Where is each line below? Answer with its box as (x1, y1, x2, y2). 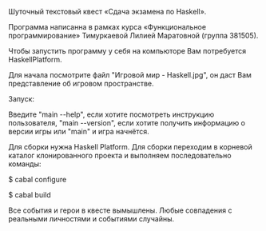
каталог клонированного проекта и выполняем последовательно (8, 151, 232, 160)
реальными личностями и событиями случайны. (8, 214, 174, 223)
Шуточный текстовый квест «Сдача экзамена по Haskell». (8, 7, 207, 16)
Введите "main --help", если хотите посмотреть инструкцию (8, 110, 214, 119)
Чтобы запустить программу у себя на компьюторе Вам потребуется (8, 46, 247, 55)
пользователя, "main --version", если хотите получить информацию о (8, 118, 246, 127)
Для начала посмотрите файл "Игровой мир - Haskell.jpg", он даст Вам (8, 70, 252, 79)
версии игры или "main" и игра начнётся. (8, 127, 149, 136)
